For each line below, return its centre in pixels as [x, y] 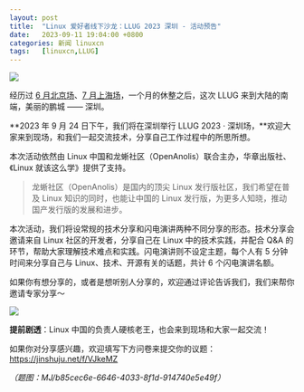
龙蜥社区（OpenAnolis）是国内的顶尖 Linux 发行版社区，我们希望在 [157, 187]
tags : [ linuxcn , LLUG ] [54, 52]
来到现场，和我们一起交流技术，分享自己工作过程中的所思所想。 [136, 138]
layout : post [34, 18]
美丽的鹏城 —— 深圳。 [67, 107]
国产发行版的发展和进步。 [79, 210]
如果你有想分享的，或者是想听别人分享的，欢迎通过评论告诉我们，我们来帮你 [152, 282]
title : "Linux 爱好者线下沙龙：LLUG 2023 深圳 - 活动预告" [115, 26]
